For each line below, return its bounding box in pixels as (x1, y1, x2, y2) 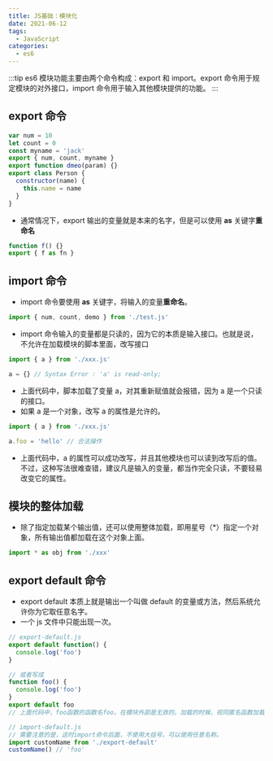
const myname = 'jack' (8, 147, 85, 155)
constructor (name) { (15, 177, 85, 186)
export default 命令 (8, 573, 106, 587)
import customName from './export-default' (8, 738, 158, 746)
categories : (8, 42, 49, 50)
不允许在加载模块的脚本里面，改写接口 (19, 339, 149, 348)
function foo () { (8, 678, 67, 686)
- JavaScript (15, 34, 60, 43)
